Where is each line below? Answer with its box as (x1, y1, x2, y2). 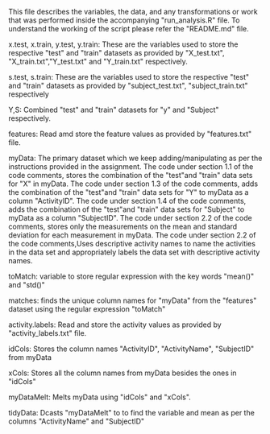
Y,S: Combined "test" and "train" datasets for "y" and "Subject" (8, 105, 219, 114)
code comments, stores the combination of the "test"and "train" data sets (8, 171, 253, 180)
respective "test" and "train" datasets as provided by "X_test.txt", (8, 48, 225, 57)
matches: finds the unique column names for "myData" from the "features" (8, 296, 257, 305)
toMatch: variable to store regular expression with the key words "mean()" (8, 271, 255, 281)
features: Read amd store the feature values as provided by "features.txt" (8, 129, 252, 138)
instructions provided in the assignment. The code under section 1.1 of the (8, 162, 254, 172)
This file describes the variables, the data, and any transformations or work (8, 7, 258, 16)
